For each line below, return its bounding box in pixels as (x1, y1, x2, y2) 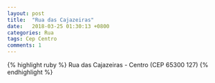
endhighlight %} (7, 68, 53, 76)
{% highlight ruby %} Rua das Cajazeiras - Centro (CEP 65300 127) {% (7, 61, 209, 69)
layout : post (7, 10, 45, 17)
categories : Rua (7, 29, 54, 36)
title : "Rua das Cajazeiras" (7, 16, 95, 23)
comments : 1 (7, 42, 41, 49)
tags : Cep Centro (7, 36, 57, 43)
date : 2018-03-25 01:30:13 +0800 (7, 23, 110, 29)
